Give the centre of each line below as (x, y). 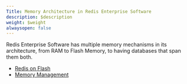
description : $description (39, 17)
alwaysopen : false (29, 28)
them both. (19, 57)
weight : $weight (26, 22)
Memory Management (42, 75)
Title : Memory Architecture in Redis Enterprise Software (79, 11)
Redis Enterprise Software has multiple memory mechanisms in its (86, 45)
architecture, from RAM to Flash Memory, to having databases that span (93, 51)
